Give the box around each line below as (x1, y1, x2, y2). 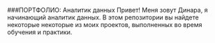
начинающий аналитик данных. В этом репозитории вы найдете (7, 13, 199, 21)
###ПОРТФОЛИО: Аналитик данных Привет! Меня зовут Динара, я (7, 6, 208, 14)
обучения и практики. (7, 28, 73, 36)
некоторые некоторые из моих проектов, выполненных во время (7, 21, 202, 28)
